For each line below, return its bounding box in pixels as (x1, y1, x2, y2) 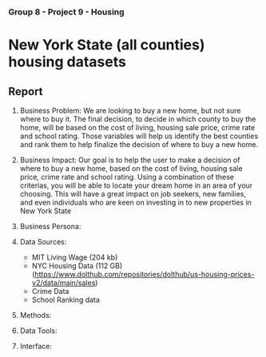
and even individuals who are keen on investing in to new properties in (19, 197, 252, 207)
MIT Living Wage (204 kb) (31, 252, 118, 262)
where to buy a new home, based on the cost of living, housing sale (19, 163, 243, 173)
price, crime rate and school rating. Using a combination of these (19, 172, 234, 181)
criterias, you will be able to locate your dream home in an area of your (19, 180, 253, 190)
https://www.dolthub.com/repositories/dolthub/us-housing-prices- (34, 269, 255, 279)
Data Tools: (19, 326, 58, 335)
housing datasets (8, 53, 126, 71)
